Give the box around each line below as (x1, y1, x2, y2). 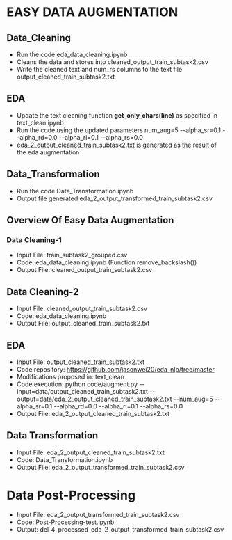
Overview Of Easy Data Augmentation (6, 214, 174, 226)
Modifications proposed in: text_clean (16, 372, 124, 381)
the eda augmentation (16, 148, 80, 157)
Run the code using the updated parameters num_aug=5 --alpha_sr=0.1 (16, 126, 222, 134)
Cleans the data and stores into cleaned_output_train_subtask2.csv (16, 58, 209, 66)
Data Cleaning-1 (6, 235, 62, 244)
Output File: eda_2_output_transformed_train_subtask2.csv (16, 463, 185, 471)
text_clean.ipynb (16, 118, 64, 127)
